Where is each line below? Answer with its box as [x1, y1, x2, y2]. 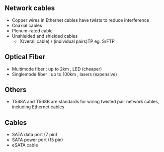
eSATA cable [11, 142, 38, 148]
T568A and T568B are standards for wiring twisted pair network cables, [11, 99, 160, 105]
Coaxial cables [11, 22, 43, 28]
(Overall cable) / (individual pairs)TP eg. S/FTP [19, 38, 115, 44]
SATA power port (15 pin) [11, 137, 63, 143]
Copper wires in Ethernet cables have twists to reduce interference [11, 17, 150, 23]
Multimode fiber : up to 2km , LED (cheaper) [11, 66, 102, 72]
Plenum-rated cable [11, 27, 53, 34]
